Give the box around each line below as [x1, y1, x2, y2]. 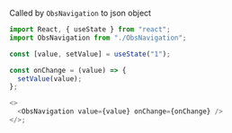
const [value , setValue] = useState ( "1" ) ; [9, 49, 171, 58]
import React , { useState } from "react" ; [9, 25, 171, 34]
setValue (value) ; [17, 74, 83, 84]
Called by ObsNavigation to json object [9, 8, 151, 18]
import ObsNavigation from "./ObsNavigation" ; [9, 33, 187, 42]
